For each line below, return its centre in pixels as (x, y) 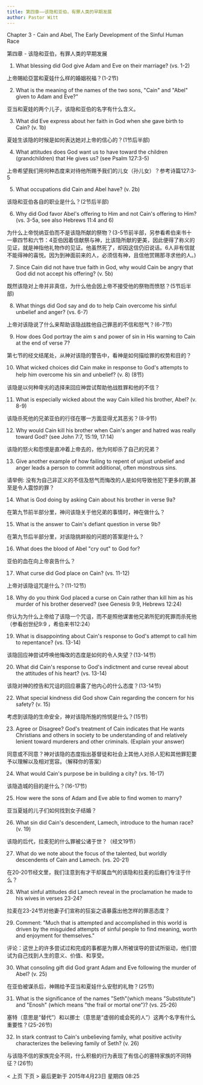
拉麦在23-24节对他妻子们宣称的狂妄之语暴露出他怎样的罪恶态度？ (89, 910)
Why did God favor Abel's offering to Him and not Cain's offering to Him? (106, 213)
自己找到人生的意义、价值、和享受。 (62, 955)
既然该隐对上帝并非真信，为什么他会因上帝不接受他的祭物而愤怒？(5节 (94, 286)
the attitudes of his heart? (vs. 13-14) (61, 673)
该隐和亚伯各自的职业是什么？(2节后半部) (58, 201)
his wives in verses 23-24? (49, 898)
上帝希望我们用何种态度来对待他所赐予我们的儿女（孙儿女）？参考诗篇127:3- (101, 171)
